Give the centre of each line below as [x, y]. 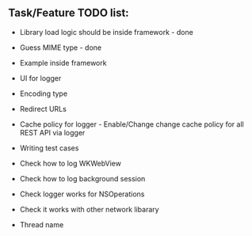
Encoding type [44, 93]
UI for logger [40, 78]
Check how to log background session [82, 178]
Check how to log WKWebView [70, 163]
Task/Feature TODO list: [69, 13]
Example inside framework [63, 63]
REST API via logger [52, 132]
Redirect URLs [43, 108]
